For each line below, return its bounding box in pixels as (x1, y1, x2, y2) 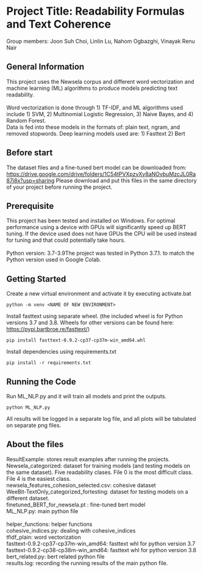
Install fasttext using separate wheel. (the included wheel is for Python (6, 313, 183, 320)
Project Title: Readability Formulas (6, 4, 185, 18)
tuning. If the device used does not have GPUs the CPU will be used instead (6, 230, 197, 238)
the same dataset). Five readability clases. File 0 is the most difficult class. (6, 469, 193, 476)
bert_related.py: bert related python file (6, 553, 105, 560)
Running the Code (6, 376, 76, 387)
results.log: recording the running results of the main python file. (6, 559, 168, 566)
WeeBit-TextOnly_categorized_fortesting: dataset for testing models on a (6, 487, 188, 495)
